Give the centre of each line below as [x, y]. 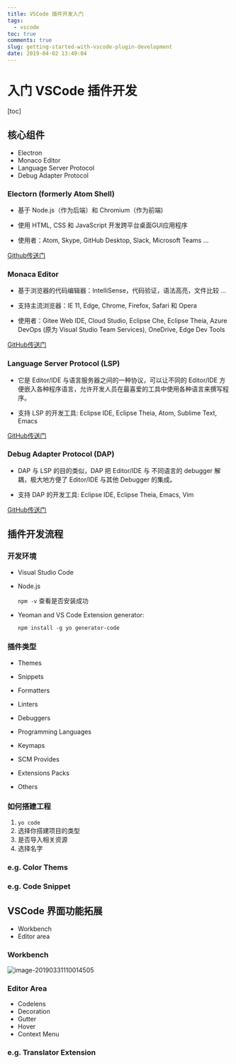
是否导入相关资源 [43, 840]
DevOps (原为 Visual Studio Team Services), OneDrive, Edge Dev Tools [121, 330]
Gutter [27, 1019]
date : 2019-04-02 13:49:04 [47, 54]
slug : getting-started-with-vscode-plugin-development [90, 47]
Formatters [34, 690]
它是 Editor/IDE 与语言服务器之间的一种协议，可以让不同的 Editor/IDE [118, 380]
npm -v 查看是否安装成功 [53, 600]
